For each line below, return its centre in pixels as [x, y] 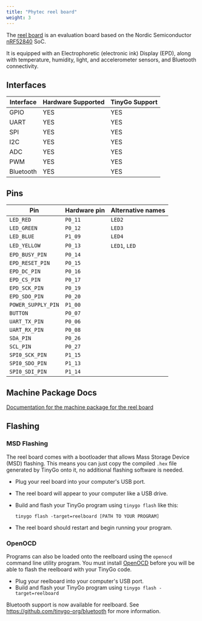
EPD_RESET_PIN [30, 263]
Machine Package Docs [52, 393]
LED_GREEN [23, 228]
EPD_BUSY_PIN [28, 255]
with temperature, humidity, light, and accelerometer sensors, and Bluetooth [101, 60]
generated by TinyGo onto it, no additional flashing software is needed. [95, 470]
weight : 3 [19, 18]
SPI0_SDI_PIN [28, 372]
